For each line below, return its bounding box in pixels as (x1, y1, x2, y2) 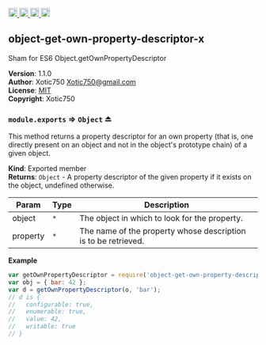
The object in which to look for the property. (79, 213, 243, 224)
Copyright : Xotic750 (8, 93, 75, 103)
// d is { (8, 293, 41, 301)
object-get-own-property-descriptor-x (8, 32, 204, 46)
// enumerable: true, (8, 308, 87, 316)
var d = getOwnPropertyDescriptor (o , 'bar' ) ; (8, 286, 161, 294)
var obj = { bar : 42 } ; (8, 278, 87, 286)
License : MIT (8, 85, 51, 95)
